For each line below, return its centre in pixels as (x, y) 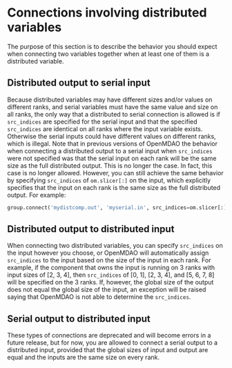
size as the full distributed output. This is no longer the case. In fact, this (110, 165)
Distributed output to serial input (79, 83)
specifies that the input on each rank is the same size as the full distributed (114, 187)
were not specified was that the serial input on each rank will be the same (112, 158)
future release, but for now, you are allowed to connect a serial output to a (113, 342)
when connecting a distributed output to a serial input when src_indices (110, 151)
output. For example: (37, 195)
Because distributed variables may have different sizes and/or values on (110, 99)
